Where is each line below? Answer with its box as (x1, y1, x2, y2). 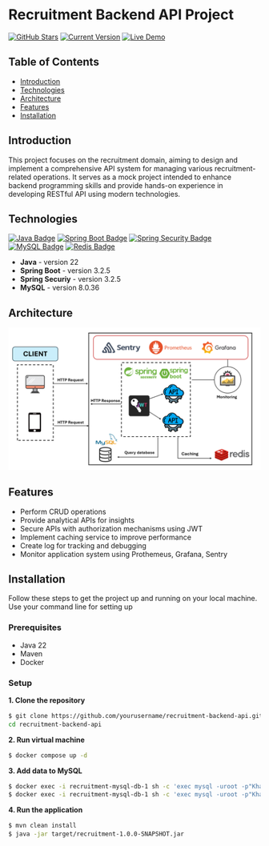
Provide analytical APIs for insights (19, 515, 134, 525)
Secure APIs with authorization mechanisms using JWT (19, 523, 203, 533)
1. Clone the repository (8, 695, 86, 705)
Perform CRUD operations (19, 507, 106, 516)
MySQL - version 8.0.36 (19, 283, 100, 293)
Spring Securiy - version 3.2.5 (19, 275, 122, 284)
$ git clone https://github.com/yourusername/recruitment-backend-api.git (8, 712, 263, 720)
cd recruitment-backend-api (8, 720, 102, 728)
